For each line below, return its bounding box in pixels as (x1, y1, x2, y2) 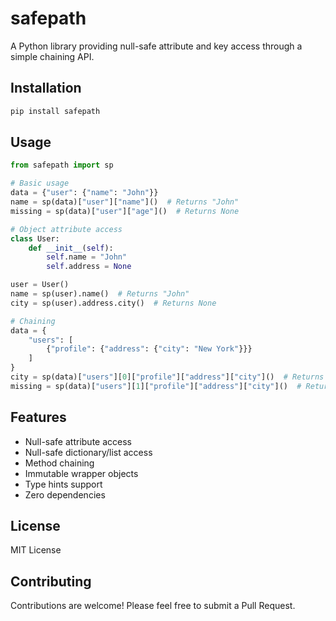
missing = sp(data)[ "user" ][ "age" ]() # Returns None (10, 206, 240, 216)
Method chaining (24, 457, 95, 469)
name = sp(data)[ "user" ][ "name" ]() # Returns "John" (10, 197, 240, 207)
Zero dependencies (24, 488, 106, 501)
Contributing (10, 573, 92, 590)
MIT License (10, 544, 62, 556)
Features (10, 409, 67, 426)
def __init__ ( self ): (28, 243, 114, 253)
